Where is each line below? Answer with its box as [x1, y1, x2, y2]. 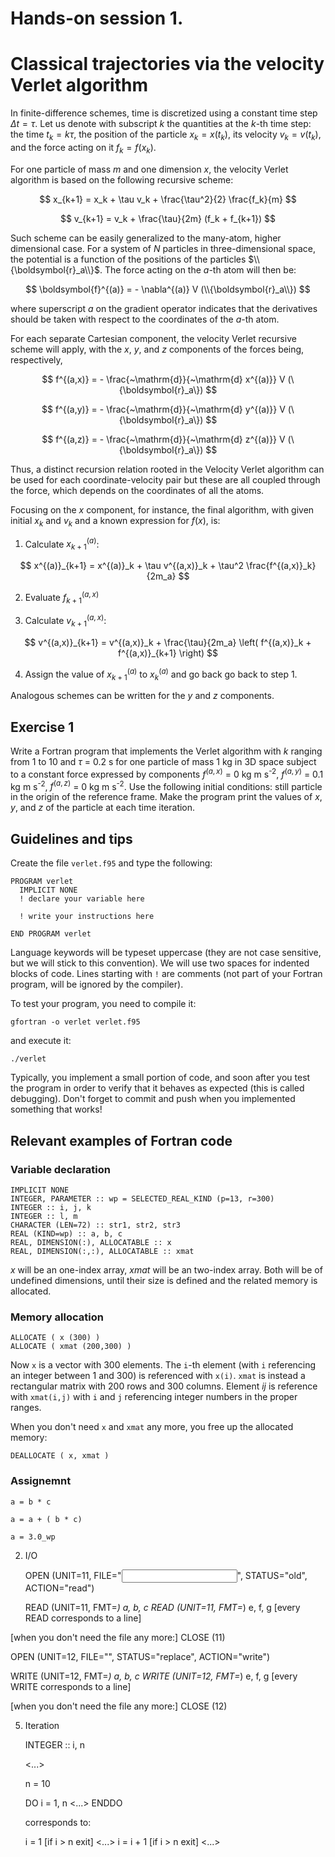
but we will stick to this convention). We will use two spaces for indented [10, 957, 310, 969]
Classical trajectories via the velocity [10, 53, 325, 76]
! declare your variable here [19, 894, 145, 904]
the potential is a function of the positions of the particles [10, 253, 247, 265]
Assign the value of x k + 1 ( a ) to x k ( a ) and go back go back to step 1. [24, 666, 298, 682]
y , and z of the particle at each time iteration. [10, 802, 196, 814]
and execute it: [10, 1035, 72, 1047]
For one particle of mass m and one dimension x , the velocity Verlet [10, 163, 289, 175]
